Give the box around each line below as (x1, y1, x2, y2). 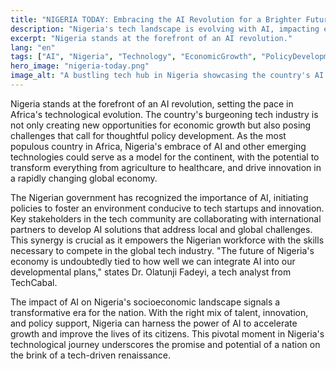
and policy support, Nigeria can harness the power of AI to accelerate (10, 317, 298, 329)
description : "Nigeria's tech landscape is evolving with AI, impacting (10, 24, 320, 34)
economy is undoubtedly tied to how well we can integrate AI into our (10, 255, 296, 267)
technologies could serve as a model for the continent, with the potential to (10, 151, 320, 163)
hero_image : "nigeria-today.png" (10, 61, 150, 71)
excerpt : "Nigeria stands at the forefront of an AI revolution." (10, 33, 293, 43)
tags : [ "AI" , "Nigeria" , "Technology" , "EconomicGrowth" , (10, 52, 257, 62)
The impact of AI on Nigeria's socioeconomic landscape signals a (10, 296, 281, 308)
